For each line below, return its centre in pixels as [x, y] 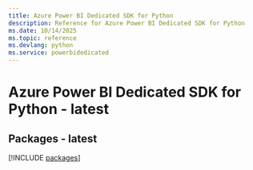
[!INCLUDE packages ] [44, 158]
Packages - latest [53, 138]
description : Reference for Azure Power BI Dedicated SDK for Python [127, 23]
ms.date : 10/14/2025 [43, 30]
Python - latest [59, 109]
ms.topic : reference [43, 38]
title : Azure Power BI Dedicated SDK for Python [91, 16]
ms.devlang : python [41, 45]
